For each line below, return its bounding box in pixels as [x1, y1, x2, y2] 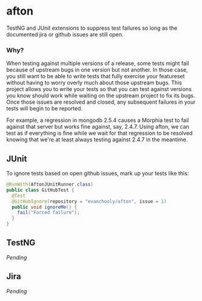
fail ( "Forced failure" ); [17, 209, 80, 216]
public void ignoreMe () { [12, 204, 78, 210]
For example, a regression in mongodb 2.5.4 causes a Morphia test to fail [6, 117, 189, 124]
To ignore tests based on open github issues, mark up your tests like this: [6, 170, 189, 177]
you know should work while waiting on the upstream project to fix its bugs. [6, 92, 195, 100]
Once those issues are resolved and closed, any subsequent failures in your [6, 98, 196, 106]
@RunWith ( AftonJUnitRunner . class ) [6, 181, 94, 188]
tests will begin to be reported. [6, 105, 83, 112]
